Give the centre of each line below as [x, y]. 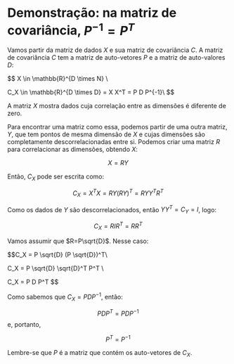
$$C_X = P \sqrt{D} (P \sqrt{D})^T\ [57, 255]
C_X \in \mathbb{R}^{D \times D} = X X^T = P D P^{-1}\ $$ [91, 92]
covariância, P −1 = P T [71, 29]
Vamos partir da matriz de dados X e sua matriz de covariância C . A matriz [115, 50]
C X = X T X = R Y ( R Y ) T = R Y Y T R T [118, 193]
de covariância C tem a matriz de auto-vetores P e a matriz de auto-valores [116, 58]
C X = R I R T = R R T [118, 226]
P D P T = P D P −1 [118, 313]
